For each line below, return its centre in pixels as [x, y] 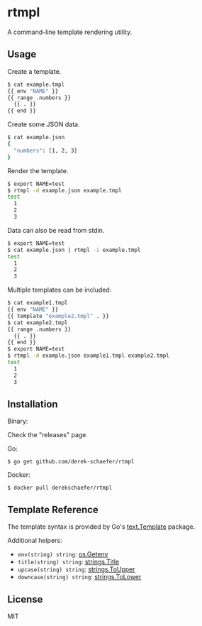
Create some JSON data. [44, 124]
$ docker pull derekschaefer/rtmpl [60, 488]
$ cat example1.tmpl [38, 303]
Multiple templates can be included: [60, 290]
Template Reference [53, 509]
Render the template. [38, 170]
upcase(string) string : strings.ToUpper [77, 569]
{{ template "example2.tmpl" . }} [58, 316]
